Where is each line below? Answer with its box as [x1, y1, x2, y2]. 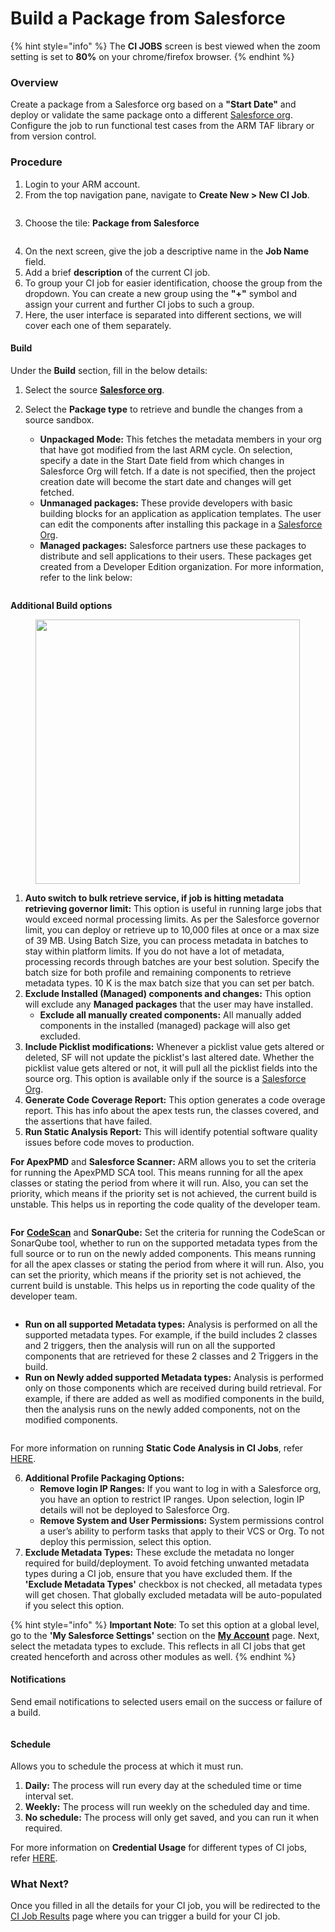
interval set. [24, 1790, 74, 1802]
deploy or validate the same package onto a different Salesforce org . [10, 109, 293, 121]
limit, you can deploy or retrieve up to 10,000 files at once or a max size [24, 923, 320, 936]
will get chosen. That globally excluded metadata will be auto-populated [24, 1588, 323, 1601]
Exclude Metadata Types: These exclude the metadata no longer [24, 1546, 295, 1558]
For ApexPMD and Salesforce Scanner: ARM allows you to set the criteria [10, 1155, 317, 1167]
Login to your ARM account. [24, 178, 141, 190]
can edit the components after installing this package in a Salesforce [39, 518, 323, 530]
